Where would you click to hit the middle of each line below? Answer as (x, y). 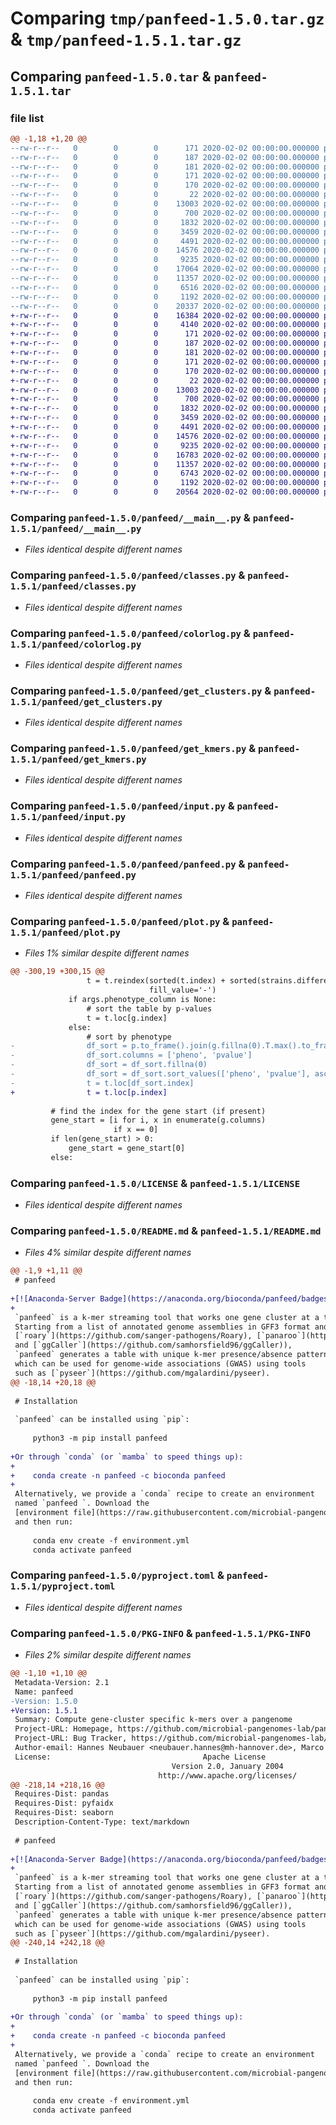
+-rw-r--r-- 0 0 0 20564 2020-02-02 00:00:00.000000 (165, 492)
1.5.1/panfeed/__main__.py (76, 528)
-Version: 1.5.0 (44, 1701)
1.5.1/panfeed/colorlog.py (76, 644)
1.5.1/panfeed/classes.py (73, 586)
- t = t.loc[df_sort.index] (102, 1083)
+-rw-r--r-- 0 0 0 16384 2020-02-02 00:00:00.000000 (165, 315)
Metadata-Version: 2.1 (62, 1682)
